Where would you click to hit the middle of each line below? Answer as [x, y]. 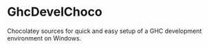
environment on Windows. [44, 38]
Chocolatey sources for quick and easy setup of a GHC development [104, 31]
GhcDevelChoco [55, 12]
